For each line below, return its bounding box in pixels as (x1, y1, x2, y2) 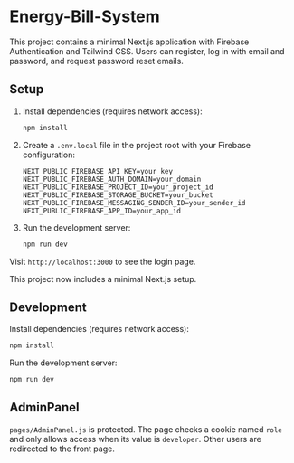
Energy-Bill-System (9, 6, 160, 27)
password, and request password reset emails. (9, 55, 184, 66)
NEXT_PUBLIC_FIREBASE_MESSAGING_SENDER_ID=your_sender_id (22, 198, 246, 207)
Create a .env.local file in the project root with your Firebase (22, 139, 251, 150)
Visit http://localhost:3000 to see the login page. (9, 256, 196, 267)
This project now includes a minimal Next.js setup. (9, 273, 197, 284)
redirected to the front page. (9, 443, 115, 454)
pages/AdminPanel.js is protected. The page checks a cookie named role (9, 423, 283, 435)
